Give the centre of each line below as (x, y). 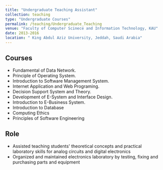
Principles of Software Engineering (48, 118)
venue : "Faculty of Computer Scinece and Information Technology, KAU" (81, 29)
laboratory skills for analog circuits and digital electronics (71, 151)
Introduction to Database (38, 107)
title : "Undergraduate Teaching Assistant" (51, 10)
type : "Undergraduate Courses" (38, 19)
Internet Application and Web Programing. (56, 86)
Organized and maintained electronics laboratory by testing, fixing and (85, 156)
